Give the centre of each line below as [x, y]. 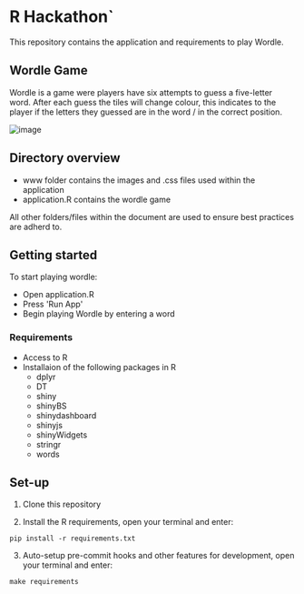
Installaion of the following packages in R [99, 367]
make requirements [44, 582]
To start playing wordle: [54, 277]
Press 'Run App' [53, 304]
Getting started [54, 255]
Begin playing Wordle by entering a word [98, 314]
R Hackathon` [62, 17]
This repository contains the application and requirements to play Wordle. [147, 42]
